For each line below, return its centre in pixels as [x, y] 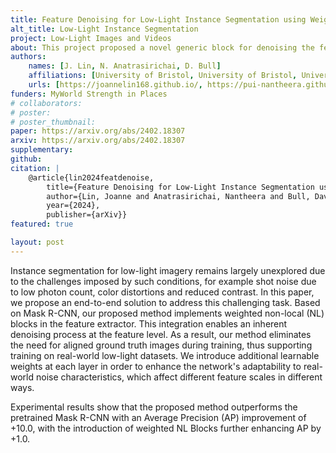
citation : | [35, 168]
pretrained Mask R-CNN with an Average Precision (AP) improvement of [158, 417]
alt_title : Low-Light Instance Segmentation [104, 29]
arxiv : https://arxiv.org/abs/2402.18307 [98, 141]
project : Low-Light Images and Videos [91, 38]
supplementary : [42, 150]
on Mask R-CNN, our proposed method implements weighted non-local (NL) [167, 313]
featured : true [42, 224]
